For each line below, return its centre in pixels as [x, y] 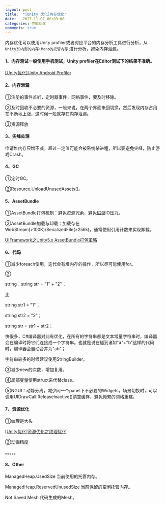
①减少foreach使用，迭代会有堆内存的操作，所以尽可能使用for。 [70, 264]
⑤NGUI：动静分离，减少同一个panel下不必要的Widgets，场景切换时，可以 [81, 391]
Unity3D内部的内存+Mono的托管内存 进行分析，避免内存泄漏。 [63, 49]
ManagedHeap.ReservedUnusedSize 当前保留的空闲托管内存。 [69, 487]
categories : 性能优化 [26, 23]
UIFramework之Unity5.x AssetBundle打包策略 [51, 240]
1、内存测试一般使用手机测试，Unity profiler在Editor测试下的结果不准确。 [80, 61]
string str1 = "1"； [23, 305]
